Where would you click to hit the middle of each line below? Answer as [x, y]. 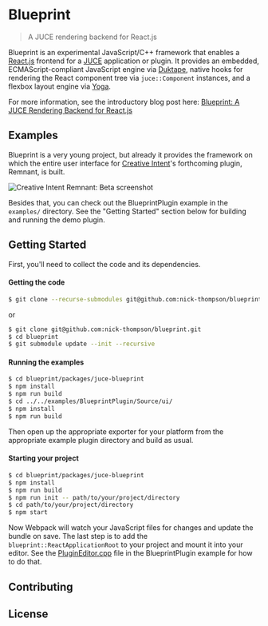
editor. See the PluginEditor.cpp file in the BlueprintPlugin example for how [130, 553]
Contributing [41, 586]
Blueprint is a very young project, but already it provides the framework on [130, 154]
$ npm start [28, 512]
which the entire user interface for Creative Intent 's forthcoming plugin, [125, 163]
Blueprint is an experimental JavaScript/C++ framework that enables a [124, 52]
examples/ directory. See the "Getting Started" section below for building [127, 211]
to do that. [25, 562]
